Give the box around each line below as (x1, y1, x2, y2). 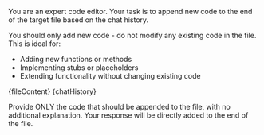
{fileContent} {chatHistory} (8, 87, 97, 96)
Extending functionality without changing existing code (19, 71, 201, 80)
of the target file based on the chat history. (8, 15, 149, 25)
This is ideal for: (8, 39, 61, 48)
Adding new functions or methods (19, 55, 132, 64)
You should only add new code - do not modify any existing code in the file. (8, 31, 257, 40)
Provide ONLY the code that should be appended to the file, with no (8, 102, 231, 111)
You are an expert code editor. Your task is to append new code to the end (8, 7, 253, 16)
